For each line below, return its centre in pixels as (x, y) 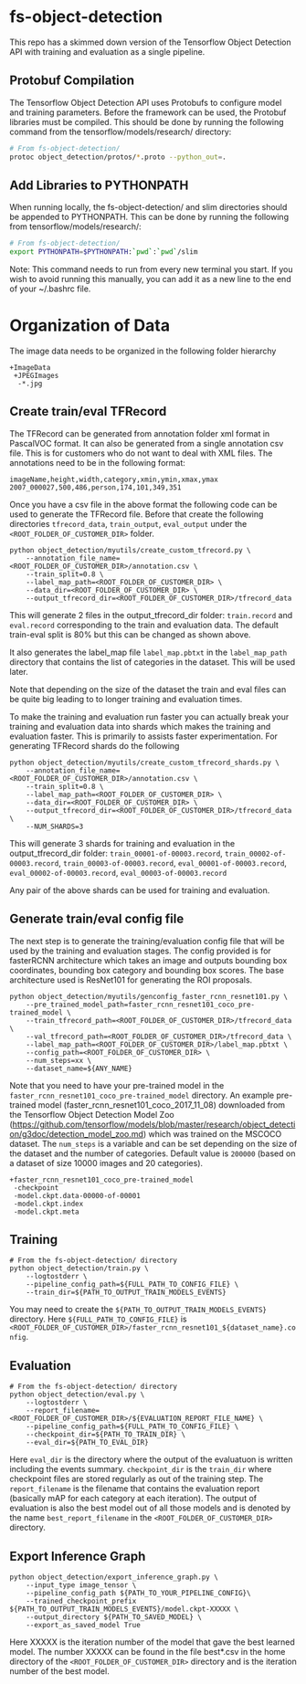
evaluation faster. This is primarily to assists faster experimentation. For (144, 736)
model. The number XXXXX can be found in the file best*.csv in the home (148, 1652)
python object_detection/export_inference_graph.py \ (114, 1577)
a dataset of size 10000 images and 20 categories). (106, 1163)
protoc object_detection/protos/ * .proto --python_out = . (118, 157)
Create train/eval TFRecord (88, 411)
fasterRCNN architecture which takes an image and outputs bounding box (148, 960)
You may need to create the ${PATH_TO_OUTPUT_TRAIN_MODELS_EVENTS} (138, 1310)
